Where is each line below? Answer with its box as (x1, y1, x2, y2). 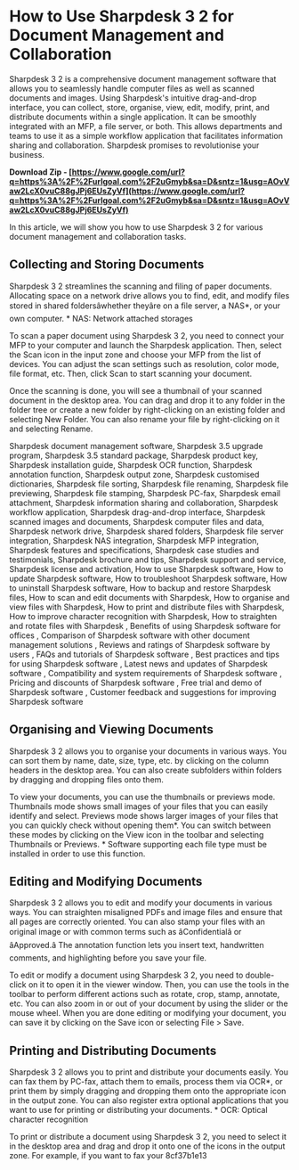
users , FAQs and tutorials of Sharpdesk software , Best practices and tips (9, 649, 280, 659)
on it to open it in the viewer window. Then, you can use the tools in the (28, 979, 289, 990)
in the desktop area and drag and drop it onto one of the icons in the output (9, 1141, 286, 1151)
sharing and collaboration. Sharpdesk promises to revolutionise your (9, 140, 260, 151)
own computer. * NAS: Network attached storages (9, 313, 193, 323)
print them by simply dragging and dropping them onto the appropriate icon (9, 1085, 287, 1097)
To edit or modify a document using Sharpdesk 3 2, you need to (9, 970, 244, 981)
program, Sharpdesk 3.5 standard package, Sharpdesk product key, (9, 450, 259, 461)
